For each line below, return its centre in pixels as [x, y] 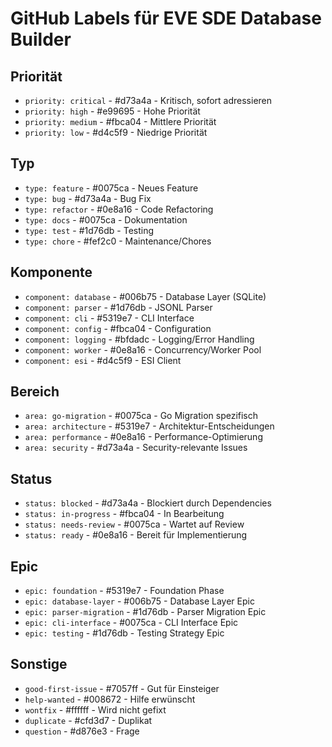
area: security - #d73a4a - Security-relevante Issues [136, 448]
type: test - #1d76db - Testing [89, 230]
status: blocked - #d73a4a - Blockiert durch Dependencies [148, 503]
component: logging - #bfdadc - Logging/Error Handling [139, 339]
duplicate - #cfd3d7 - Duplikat [88, 720]
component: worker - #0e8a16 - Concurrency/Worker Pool [143, 349]
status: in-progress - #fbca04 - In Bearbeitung [124, 514]
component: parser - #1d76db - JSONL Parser [118, 307]
